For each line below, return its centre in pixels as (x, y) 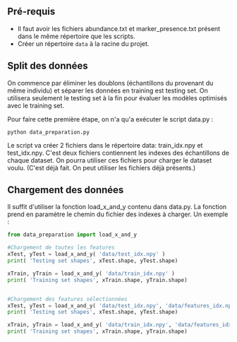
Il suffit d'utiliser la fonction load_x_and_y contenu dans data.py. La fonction (117, 207)
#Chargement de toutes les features (61, 248)
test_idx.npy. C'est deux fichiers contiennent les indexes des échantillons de (118, 153)
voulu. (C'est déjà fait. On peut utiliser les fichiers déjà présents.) (102, 167)
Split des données (48, 66)
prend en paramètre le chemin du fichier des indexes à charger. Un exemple (118, 214)
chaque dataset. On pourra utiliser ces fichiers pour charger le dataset (110, 160)
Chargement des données (66, 190)
